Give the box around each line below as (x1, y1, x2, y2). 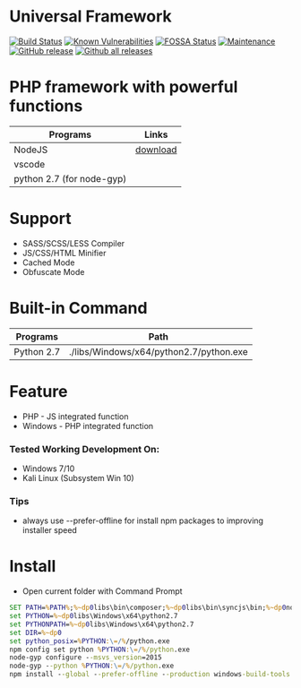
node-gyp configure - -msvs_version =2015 (9, 653, 163, 662)
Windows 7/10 (21, 463, 75, 474)
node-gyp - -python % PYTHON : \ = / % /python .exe (9, 661, 175, 671)
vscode (13, 158, 46, 170)
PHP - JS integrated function (21, 410, 129, 422)
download (135, 143, 177, 156)
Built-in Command (9, 298, 148, 318)
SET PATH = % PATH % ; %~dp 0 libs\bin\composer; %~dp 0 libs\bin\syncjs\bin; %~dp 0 (9, 603, 287, 613)
